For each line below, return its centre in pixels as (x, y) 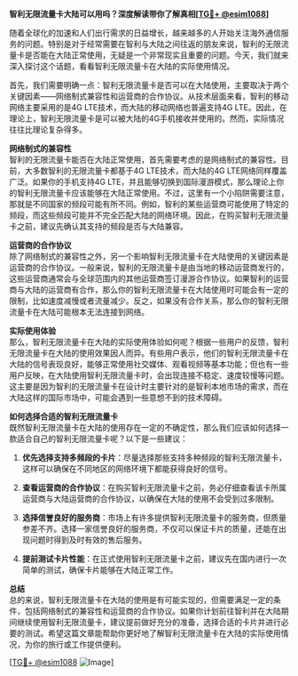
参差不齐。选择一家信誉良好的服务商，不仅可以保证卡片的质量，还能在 (150, 529)
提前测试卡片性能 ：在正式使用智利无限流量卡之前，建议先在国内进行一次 (154, 559)
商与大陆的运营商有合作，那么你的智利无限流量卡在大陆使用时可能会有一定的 (149, 290)
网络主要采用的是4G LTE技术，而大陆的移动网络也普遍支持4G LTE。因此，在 (148, 107)
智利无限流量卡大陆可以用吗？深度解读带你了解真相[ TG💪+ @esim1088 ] (139, 14)
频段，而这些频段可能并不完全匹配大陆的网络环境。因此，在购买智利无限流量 (149, 215)
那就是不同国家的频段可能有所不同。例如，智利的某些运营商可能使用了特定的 (149, 204)
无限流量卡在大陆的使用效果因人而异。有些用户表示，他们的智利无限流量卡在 (149, 353)
